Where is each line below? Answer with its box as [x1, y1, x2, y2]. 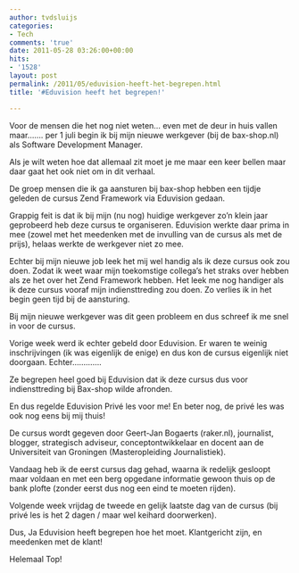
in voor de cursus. [9, 320, 76, 331]
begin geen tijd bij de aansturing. [9, 294, 130, 304]
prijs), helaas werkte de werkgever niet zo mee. [9, 238, 185, 249]
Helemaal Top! [9, 553, 62, 564]
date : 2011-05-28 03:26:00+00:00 [9, 46, 134, 55]
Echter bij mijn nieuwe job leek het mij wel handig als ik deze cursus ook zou [9, 255, 290, 266]
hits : [9, 54, 29, 63]
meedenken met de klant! [9, 536, 103, 547]
